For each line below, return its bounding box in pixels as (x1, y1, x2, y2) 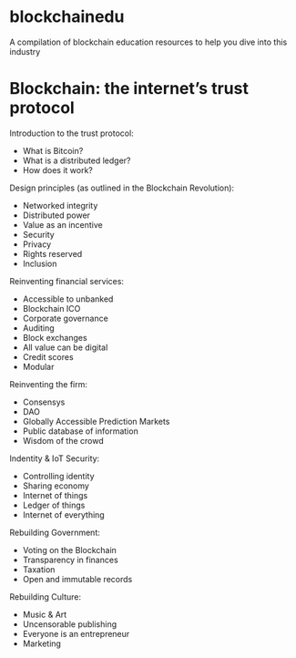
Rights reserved (22, 248, 83, 259)
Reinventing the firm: (9, 378, 88, 389)
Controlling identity (22, 470, 95, 481)
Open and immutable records (22, 573, 133, 584)
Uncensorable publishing (22, 618, 117, 630)
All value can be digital (22, 342, 108, 353)
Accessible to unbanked (22, 293, 114, 304)
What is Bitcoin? (22, 145, 84, 156)
